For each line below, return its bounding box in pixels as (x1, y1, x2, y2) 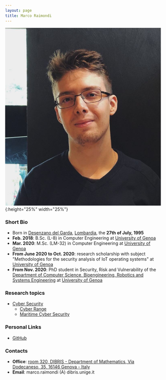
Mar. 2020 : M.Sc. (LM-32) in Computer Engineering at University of (12, 240, 151, 246)
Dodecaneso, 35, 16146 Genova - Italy (12, 364, 90, 370)
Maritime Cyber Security (19, 311, 70, 317)
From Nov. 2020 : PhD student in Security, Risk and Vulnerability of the (12, 267, 157, 272)
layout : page (5, 8, 32, 13)
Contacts (5, 347, 28, 354)
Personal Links (5, 324, 41, 330)
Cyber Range (19, 306, 47, 312)
